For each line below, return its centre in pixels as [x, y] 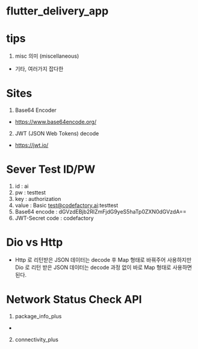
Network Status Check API [74, 300]
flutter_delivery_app [57, 11]
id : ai [22, 186]
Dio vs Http [35, 242]
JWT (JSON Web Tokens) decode [57, 134]
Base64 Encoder [36, 110]
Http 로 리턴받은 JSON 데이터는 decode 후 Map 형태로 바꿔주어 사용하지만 [103, 259]
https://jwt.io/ [32, 145]
